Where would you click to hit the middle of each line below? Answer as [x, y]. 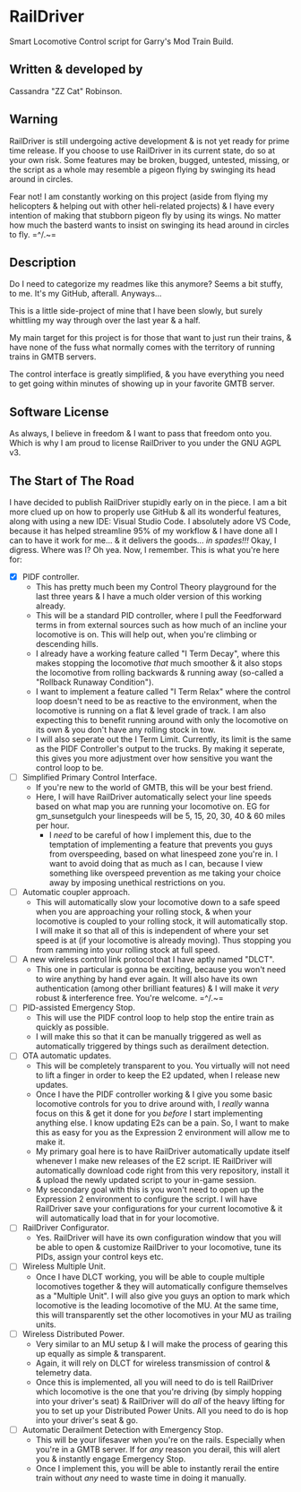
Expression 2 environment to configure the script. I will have [146, 1199]
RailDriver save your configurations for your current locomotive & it [159, 1209]
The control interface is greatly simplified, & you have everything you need [147, 375]
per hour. [52, 825]
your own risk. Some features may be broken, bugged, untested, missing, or [150, 160]
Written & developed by [76, 69]
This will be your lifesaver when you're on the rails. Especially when [160, 1439]
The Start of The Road [72, 481]
